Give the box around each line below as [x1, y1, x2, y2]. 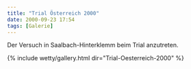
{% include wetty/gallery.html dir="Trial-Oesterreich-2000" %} [7, 54, 185, 62]
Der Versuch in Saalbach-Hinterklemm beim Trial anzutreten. [7, 41, 179, 49]
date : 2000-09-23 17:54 [7, 16, 75, 23]
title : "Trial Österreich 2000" [7, 9, 99, 17]
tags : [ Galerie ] [7, 22, 53, 29]
